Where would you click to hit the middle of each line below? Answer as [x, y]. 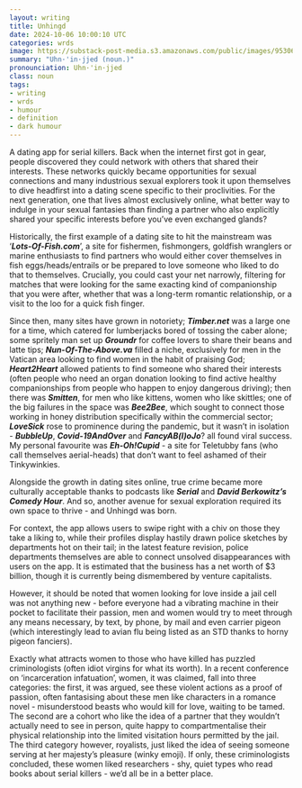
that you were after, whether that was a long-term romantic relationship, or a [151, 294]
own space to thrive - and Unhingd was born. [93, 511]
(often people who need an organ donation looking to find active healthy [143, 378]
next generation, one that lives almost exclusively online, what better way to [150, 200]
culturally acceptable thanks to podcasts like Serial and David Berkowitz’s [148, 491]
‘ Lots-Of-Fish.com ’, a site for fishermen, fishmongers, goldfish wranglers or [151, 246]
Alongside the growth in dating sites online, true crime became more [136, 482]
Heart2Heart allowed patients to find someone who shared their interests [146, 369]
